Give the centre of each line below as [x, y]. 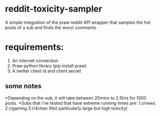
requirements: [35, 47]
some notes [23, 86]
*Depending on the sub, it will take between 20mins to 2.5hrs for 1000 [76, 98]
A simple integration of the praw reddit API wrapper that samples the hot [78, 22]
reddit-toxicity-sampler [54, 9]
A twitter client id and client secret [47, 71]
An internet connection [35, 60]
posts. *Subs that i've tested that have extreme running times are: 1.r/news [80, 103]
